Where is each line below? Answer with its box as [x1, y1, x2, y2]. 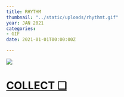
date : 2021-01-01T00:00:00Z [6, 37, 76, 43]
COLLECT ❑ [6, 79, 67, 93]
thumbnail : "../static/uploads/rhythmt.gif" [6, 14, 119, 20]
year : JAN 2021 [6, 20, 44, 26]
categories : [6, 25, 36, 32]
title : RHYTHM [6, 8, 42, 15]
